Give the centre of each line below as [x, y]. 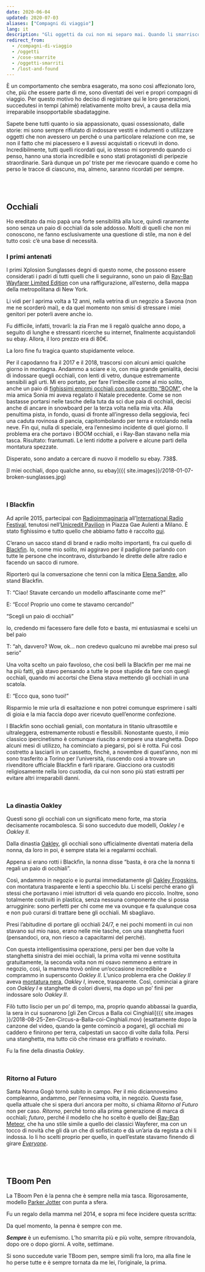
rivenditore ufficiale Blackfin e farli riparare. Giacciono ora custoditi [91, 765]
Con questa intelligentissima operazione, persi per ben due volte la [90, 949]
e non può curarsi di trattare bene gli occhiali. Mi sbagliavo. [81, 912]
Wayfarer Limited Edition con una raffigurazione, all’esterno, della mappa [98, 283]
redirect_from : [26, 40]
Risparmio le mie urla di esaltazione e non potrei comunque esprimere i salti [102, 707]
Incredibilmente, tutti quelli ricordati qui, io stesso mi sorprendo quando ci [99, 150]
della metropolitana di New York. [47, 289]
